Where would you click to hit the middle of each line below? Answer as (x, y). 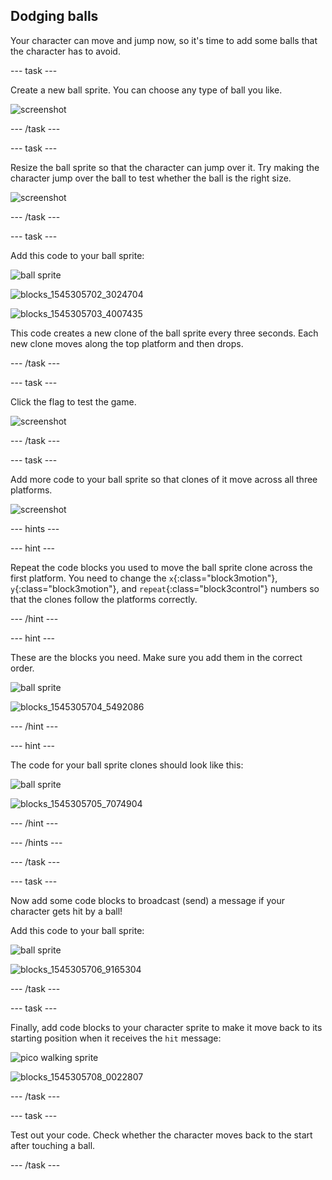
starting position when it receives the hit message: (116, 1038)
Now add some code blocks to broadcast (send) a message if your (148, 900)
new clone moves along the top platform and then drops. (127, 343)
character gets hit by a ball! (66, 911)
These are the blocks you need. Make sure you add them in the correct (156, 657)
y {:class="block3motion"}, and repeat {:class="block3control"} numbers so (165, 588)
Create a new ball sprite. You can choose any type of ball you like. (146, 90)
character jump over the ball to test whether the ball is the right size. (151, 178)
